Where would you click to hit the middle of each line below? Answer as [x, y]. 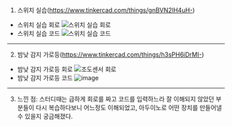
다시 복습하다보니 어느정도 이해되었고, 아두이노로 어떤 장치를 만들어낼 [129, 108]
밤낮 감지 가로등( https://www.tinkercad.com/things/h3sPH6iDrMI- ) [110, 55]
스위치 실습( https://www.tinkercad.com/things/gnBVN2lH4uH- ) [106, 10]
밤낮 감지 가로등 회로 [45, 69]
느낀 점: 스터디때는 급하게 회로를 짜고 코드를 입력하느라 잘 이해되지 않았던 [116, 99]
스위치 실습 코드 [38, 33]
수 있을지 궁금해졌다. [45, 116]
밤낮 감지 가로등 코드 [45, 78]
